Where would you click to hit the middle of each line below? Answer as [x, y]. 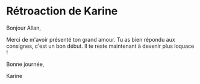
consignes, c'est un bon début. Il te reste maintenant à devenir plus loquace [100, 46]
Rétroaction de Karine [62, 11]
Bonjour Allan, [23, 28]
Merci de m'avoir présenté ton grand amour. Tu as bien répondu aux [91, 39]
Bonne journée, [25, 64]
